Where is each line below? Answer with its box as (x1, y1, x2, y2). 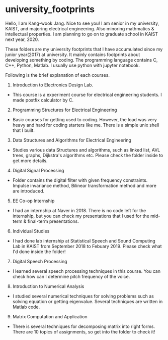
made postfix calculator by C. (12, 97, 74, 103)
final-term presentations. (27, 218, 79, 224)
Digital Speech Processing (12, 258, 67, 264)
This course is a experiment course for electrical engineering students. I (12, 91, 162, 98)
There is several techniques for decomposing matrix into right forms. (12, 323, 155, 329)
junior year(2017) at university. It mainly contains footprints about (5, 52, 140, 58)
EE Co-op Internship (12, 198, 55, 204)
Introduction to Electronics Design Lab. (12, 82, 94, 88)
